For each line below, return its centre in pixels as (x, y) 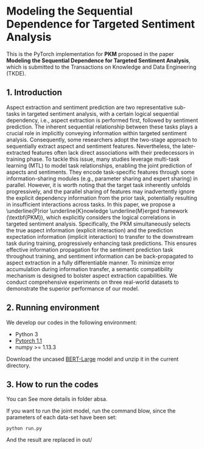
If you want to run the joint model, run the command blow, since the (91, 411)
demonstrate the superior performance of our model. (73, 288)
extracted (18, 152)
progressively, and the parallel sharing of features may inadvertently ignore (100, 191)
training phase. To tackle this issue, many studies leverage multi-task (93, 159)
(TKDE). (16, 73)
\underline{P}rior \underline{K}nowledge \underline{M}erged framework (97, 211)
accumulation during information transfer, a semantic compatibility (90, 269)
